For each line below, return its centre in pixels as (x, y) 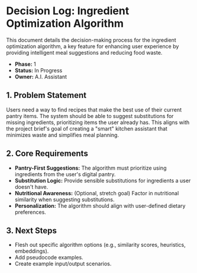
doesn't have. (31, 187)
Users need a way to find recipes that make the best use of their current (94, 109)
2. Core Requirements (47, 153)
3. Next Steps (32, 231)
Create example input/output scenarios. (63, 264)
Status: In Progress (38, 70)
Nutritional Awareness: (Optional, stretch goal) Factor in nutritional (97, 193)
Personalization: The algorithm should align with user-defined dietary (100, 205)
